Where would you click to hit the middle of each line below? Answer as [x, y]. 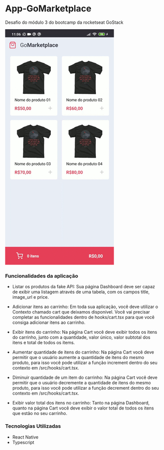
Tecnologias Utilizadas [33, 426]
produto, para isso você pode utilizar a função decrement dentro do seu [85, 388]
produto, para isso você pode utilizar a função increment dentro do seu [85, 363]
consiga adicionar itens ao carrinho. [49, 322]
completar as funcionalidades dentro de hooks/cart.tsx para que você [83, 317]
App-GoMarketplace [48, 9]
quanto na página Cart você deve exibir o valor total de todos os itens [83, 408]
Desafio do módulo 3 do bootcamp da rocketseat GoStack [64, 22]
